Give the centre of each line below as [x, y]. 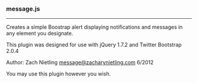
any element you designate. [40, 34]
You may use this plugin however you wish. [58, 74]
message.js [23, 9]
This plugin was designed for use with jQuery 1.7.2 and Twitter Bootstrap [94, 45]
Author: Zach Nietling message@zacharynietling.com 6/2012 [80, 62]
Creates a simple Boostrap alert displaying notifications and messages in [94, 27]
